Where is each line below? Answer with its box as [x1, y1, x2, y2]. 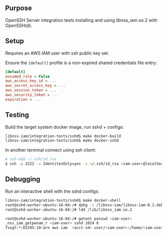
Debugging [5, 175, 41, 183]
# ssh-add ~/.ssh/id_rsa [5, 157, 57, 162]
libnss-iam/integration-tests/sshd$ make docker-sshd [5, 138, 119, 143]
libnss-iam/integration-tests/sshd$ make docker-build [5, 134, 121, 139]
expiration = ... [5, 97, 41, 102]
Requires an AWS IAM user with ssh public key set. [5, 50, 109, 56]
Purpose [5, 4, 32, 12]
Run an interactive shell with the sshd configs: [5, 188, 99, 194]
